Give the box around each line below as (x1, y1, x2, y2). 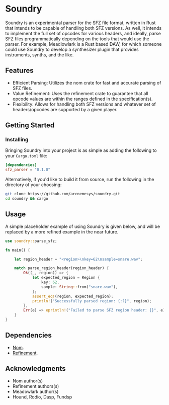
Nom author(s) (12, 378, 43, 384)
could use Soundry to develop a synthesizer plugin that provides (5, 46, 139, 52)
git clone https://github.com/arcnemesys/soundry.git (5, 192, 121, 197)
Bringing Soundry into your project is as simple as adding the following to (5, 147, 157, 153)
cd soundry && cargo (5, 196, 49, 201)
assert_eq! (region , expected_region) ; (32, 294, 114, 299)
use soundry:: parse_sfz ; (5, 238, 57, 244)
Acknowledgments (5, 364, 66, 373)
